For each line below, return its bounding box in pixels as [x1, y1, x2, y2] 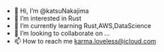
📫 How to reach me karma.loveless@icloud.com [13, 37, 157, 45]
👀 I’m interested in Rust [13, 14, 82, 22]
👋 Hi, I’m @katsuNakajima [13, 7, 90, 15]
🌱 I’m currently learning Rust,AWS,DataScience [13, 22, 152, 30]
